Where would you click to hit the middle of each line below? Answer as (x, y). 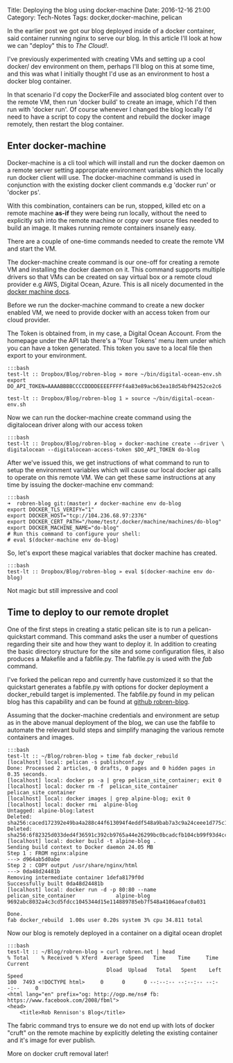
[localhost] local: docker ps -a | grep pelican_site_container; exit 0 (114, 780)
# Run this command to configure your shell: (74, 534)
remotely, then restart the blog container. (66, 124)
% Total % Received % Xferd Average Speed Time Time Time (113, 957)
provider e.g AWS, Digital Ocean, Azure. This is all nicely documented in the (115, 284)
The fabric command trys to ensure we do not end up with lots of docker (111, 1025)
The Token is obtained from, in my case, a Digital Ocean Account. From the (114, 333)
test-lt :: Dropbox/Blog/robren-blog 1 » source (79, 399)
